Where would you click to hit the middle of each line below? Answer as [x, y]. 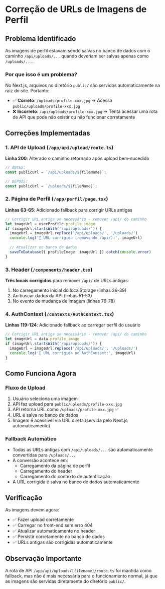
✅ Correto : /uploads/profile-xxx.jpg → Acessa [62, 101]
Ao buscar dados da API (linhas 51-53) [52, 295]
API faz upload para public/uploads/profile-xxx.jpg [67, 404]
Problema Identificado [41, 39]
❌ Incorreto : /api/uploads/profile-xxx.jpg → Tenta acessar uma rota [85, 111]
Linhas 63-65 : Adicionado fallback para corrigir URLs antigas [69, 210]
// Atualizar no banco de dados [44, 247]
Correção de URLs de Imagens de [76, 9]
